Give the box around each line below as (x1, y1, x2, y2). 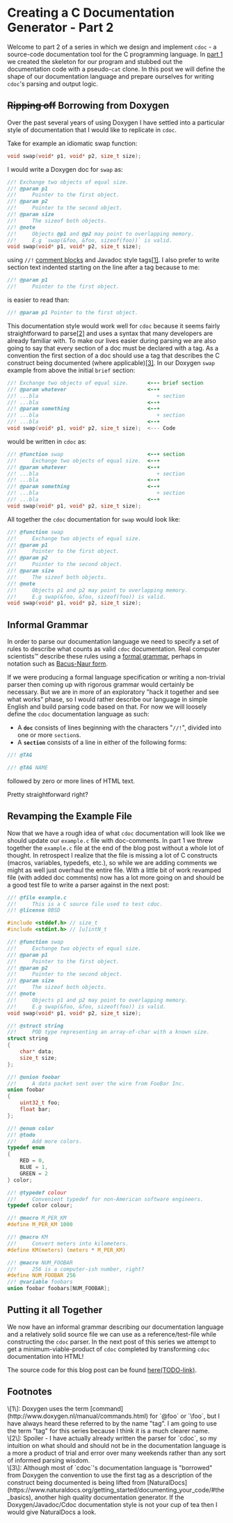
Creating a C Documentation (7, 5, 175, 21)
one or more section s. (17, 731, 81, 739)
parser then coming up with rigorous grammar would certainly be (7, 680, 194, 689)
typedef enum (7, 1144, 45, 1152)
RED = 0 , (19, 1157, 45, 1164)
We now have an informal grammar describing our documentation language (7, 1323, 224, 1331)
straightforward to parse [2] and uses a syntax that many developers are (7, 329, 214, 337)
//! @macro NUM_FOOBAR (7, 1259, 73, 1266)
